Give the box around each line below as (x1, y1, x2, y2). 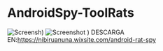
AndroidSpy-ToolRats (7, 5, 134, 21)
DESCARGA (90, 28, 125, 36)
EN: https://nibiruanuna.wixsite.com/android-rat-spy (7, 35, 156, 43)
